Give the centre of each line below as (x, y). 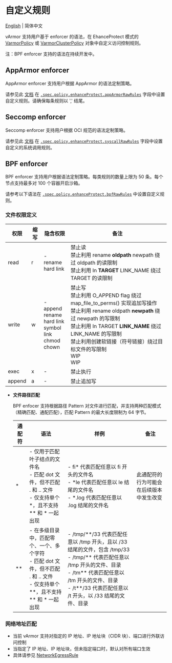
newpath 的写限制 (99, 318)
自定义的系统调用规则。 (30, 147)
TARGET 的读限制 (92, 278)
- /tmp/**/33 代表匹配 (95, 534)
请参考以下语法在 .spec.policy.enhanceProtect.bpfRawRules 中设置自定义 (83, 194)
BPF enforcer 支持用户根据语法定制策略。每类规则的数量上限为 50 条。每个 (84, 177)
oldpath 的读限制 (97, 263)
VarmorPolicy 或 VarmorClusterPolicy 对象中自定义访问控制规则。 (74, 43)
